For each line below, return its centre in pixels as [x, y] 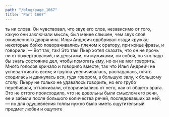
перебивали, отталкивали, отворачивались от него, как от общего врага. [84, 87]
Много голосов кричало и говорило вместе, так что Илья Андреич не [80, 66]
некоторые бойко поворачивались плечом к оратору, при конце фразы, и [85, 45]
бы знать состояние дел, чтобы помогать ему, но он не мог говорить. [80, 61]
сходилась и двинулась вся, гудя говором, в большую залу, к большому [83, 77]
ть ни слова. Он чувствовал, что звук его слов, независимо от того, [78, 29]
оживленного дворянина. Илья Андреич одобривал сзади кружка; [77, 39]
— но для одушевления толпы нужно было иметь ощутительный [75, 103]
